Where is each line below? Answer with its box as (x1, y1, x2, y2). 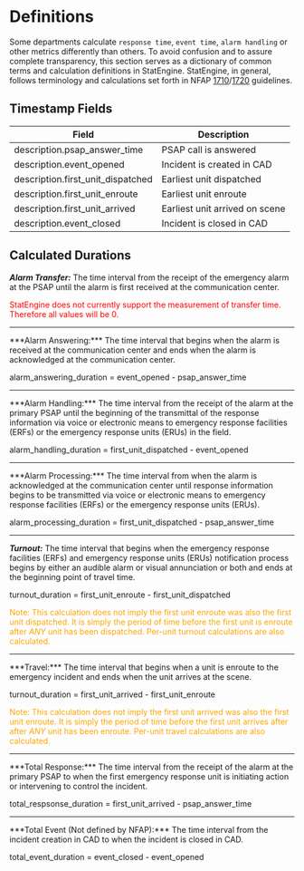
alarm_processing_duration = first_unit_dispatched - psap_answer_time (9, 517, 274, 527)
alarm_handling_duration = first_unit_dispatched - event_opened (9, 444, 249, 455)
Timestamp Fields (9, 102, 113, 117)
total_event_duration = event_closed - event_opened (9, 851, 204, 862)
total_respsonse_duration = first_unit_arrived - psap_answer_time (9, 798, 252, 808)
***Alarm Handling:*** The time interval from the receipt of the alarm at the (9, 397, 294, 409)
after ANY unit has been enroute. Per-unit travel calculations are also (9, 725, 265, 736)
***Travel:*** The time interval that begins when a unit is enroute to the (9, 662, 279, 673)
